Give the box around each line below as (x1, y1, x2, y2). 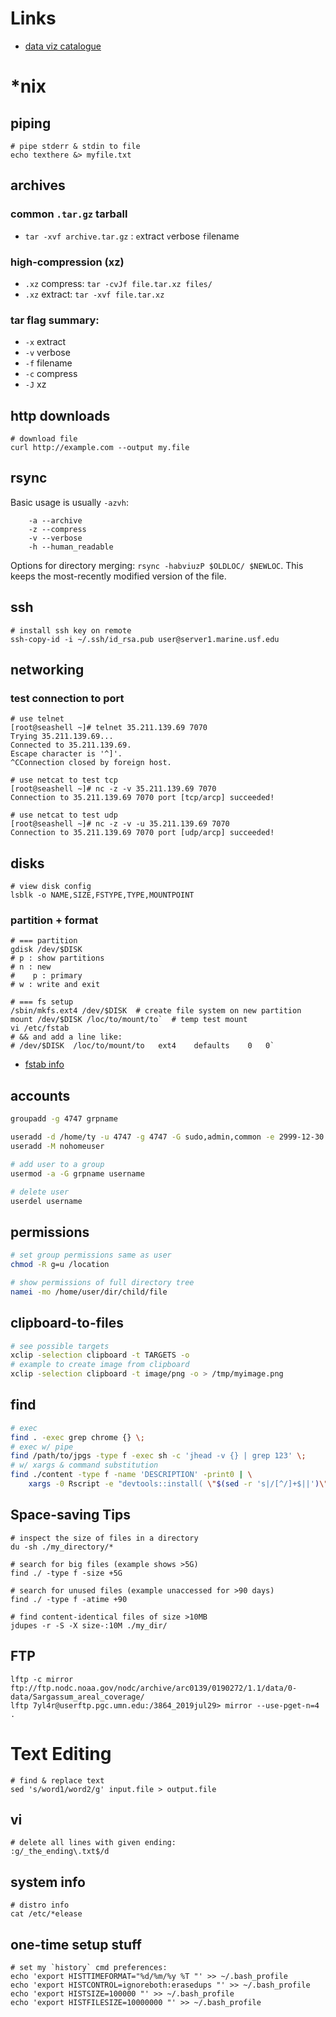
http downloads (10, 407, 111, 424)
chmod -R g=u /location (10, 1260, 110, 1270)
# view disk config (10, 882, 92, 892)
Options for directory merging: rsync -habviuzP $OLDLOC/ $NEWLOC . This (10, 559, 304, 571)
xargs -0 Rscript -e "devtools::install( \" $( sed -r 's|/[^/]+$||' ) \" (28, 1479, 329, 1489)
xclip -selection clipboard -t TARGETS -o (10, 1350, 190, 1361)
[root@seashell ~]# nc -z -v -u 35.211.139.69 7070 (10, 819, 230, 829)
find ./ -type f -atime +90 (10, 1594, 128, 1604)
